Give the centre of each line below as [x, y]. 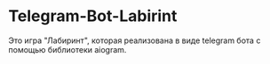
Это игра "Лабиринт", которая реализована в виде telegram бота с [135, 40]
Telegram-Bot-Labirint [93, 16]
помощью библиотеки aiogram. [67, 49]
